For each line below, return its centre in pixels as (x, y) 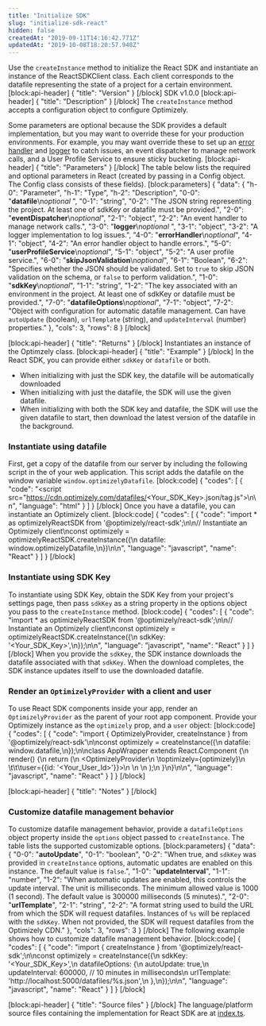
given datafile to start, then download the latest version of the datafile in (137, 418)
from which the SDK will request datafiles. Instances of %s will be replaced (129, 913)
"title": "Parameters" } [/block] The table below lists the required (146, 168)
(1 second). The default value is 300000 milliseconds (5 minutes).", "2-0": (129, 897)
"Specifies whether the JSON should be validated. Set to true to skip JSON (131, 269)
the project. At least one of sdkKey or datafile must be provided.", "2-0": (126, 210)
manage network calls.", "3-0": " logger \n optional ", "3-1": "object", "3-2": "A (133, 226)
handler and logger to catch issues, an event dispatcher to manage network (132, 151)
